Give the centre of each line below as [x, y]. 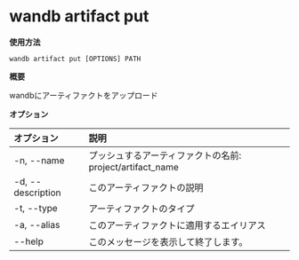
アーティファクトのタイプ [141, 209]
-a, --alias [37, 225]
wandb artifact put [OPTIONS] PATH [75, 59]
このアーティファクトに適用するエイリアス [177, 225]
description [37, 193]
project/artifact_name [134, 167]
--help [29, 241]
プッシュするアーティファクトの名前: [165, 155]
